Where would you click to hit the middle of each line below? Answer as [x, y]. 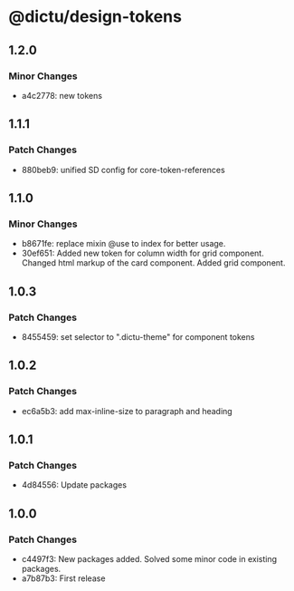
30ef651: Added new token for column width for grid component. [142, 253]
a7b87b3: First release [63, 578]
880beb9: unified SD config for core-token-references [123, 170]
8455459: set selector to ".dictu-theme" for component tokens [138, 336]
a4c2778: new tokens [62, 95]
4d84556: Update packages [74, 485]
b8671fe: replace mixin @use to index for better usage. [123, 244]
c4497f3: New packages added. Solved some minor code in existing [149, 559]
